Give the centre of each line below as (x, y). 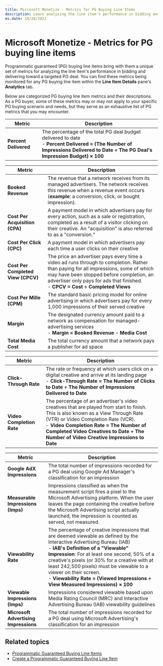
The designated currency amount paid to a (96, 315)
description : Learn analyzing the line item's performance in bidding (78, 14)
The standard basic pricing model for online (97, 295)
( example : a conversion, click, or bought (94, 196)
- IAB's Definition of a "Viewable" (88, 548)
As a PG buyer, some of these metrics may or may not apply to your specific (81, 101)
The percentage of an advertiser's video (92, 401)
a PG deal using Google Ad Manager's (91, 472)
